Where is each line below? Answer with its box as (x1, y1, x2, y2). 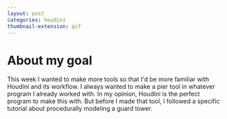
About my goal (7, 52, 93, 68)
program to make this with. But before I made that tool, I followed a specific (7, 97, 220, 105)
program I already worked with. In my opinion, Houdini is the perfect (7, 90, 200, 98)
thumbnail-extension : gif (7, 23, 81, 30)
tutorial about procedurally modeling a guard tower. (7, 105, 153, 113)
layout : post (7, 10, 45, 17)
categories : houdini (7, 17, 67, 23)
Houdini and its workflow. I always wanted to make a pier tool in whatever (7, 83, 215, 91)
